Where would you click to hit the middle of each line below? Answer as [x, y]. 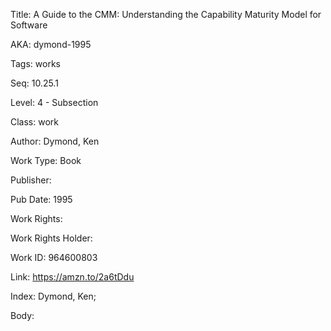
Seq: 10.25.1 [34, 83]
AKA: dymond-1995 [51, 44]
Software [29, 25]
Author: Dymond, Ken [55, 141]
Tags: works [35, 63]
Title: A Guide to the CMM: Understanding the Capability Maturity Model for [166, 14]
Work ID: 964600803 [54, 257]
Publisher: [31, 180]
